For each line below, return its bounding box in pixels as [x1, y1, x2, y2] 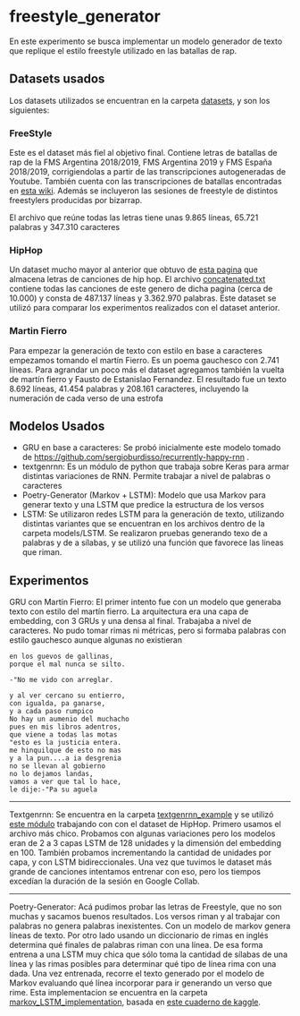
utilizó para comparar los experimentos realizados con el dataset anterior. [9, 303, 280, 313]
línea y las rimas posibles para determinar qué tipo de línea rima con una [9, 959, 277, 969]
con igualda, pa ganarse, [9, 699, 105, 708]
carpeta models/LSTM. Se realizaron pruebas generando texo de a [21, 528, 268, 539]
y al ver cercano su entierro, [9, 691, 126, 700]
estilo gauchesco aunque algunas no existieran [9, 635, 183, 645]
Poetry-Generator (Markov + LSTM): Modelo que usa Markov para [21, 490, 266, 500]
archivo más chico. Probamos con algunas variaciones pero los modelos [9, 828, 276, 839]
